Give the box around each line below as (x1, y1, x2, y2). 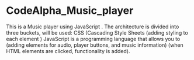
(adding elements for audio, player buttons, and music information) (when (6, 42, 184, 48)
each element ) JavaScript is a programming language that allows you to (6, 35, 181, 42)
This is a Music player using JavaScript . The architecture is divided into (6, 23, 179, 30)
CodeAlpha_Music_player (6, 4, 134, 17)
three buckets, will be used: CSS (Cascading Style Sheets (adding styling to (6, 29, 188, 36)
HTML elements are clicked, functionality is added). (6, 47, 130, 54)
